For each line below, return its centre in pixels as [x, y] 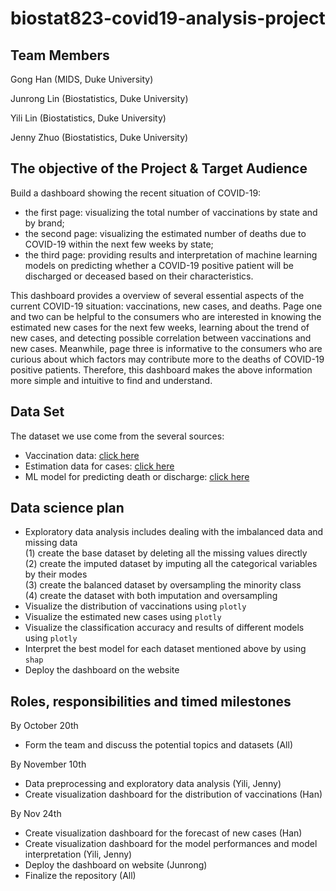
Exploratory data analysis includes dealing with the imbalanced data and [174, 532]
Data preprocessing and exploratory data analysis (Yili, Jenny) [153, 784]
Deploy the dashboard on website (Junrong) [116, 865]
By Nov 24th [36, 814]
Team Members [60, 55]
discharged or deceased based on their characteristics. [139, 276]
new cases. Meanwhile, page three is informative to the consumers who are [166, 348]
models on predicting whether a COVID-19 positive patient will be [159, 265]
